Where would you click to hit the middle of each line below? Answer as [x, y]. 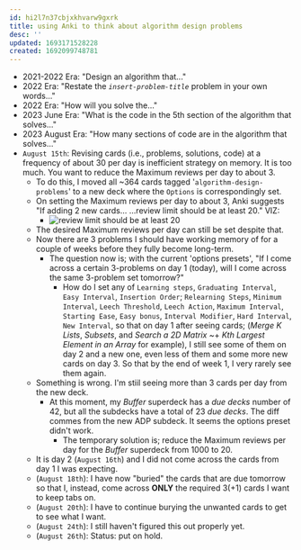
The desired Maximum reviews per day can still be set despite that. [160, 230]
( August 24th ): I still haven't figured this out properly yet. [140, 527]
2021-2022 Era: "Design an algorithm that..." [104, 77]
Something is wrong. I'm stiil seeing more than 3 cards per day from [161, 383]
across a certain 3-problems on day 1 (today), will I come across [168, 268]
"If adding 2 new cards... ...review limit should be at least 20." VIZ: [158, 211]
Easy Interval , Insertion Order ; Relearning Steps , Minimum [172, 297]
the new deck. [62, 392]
